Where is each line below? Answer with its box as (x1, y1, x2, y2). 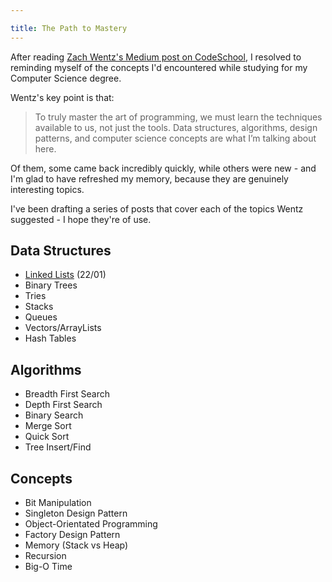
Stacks (24, 301, 54, 313)
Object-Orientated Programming (24, 518, 158, 530)
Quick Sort (24, 431, 70, 443)
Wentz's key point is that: (10, 91, 115, 103)
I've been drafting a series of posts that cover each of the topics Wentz (10, 202, 304, 215)
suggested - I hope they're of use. (10, 213, 152, 225)
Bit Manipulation (24, 497, 92, 509)
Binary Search (24, 409, 84, 421)
